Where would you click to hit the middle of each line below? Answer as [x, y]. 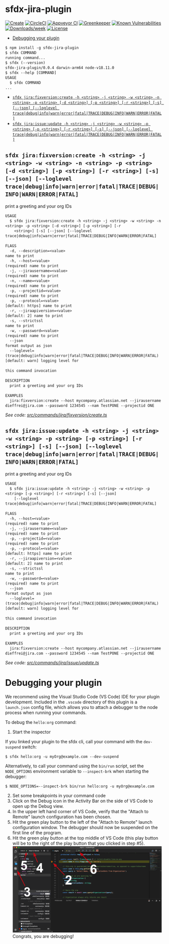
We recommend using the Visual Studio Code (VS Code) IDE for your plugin [83, 696]
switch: [30, 747]
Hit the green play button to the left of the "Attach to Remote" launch [82, 822]
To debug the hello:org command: [41, 722]
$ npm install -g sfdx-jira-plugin [42, 48]
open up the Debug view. [38, 806]
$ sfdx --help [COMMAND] [31, 73]
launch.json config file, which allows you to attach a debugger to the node [82, 707]
